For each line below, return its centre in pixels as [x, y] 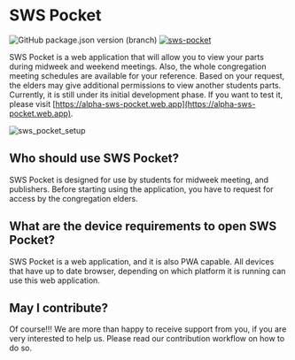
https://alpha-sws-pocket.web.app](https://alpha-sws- [155, 103]
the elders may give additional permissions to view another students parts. [145, 85]
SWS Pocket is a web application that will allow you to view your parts [136, 57]
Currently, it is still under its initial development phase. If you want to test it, [146, 95]
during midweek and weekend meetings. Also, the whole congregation [138, 66]
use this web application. [54, 280]
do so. [21, 348]
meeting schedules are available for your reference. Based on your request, [147, 75]
